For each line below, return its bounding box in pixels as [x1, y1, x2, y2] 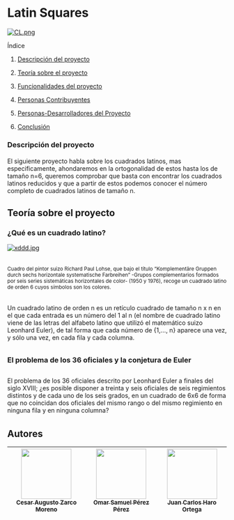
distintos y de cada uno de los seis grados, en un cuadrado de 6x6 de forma [7, 392, 226, 400]
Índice [7, 41, 26, 49]
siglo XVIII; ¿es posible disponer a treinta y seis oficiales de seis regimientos [7, 384, 226, 392]
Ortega [182, 505, 202, 514]
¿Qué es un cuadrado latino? [7, 228, 107, 238]
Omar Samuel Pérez [93, 498, 150, 507]
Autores [7, 427, 43, 440]
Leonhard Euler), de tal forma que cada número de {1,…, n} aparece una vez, [7, 326, 227, 335]
